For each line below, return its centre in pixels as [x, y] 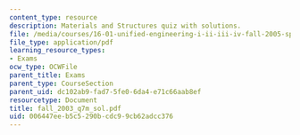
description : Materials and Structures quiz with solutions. [125, 26]
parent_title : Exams [48, 75]
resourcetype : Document [54, 100]
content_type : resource [54, 17]
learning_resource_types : [57, 51]
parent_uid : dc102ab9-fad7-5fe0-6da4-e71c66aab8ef [105, 91]
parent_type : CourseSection [62, 83]
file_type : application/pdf [62, 42]
